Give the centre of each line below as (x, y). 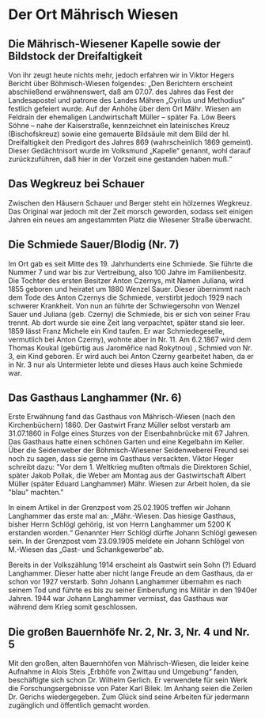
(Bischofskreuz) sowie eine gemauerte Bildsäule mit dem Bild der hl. (119, 134)
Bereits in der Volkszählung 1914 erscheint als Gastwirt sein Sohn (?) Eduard (132, 565)
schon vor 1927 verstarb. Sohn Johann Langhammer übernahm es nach (125, 582)
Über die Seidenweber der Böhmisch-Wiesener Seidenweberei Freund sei (129, 450)
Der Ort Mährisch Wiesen (93, 15)
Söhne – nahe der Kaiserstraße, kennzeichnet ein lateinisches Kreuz (119, 125)
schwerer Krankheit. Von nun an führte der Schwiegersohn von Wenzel (124, 305)
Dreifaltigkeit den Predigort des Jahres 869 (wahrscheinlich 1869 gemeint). (131, 142)
